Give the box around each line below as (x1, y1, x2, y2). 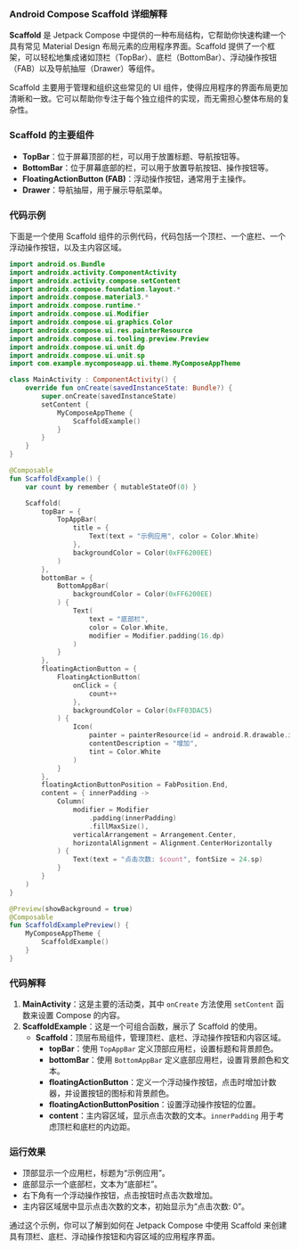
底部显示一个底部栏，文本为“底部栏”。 (21, 1179, 163, 1189)
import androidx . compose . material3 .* (9, 292, 149, 302)
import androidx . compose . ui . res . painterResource (9, 325, 193, 335)
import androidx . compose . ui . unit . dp (9, 342, 145, 351)
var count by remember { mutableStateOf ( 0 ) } (25, 482, 198, 491)
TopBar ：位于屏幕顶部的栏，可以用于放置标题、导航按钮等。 (21, 151, 245, 161)
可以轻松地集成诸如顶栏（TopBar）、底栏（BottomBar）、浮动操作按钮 (24, 52, 278, 63)
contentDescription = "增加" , (88, 739, 198, 748)
